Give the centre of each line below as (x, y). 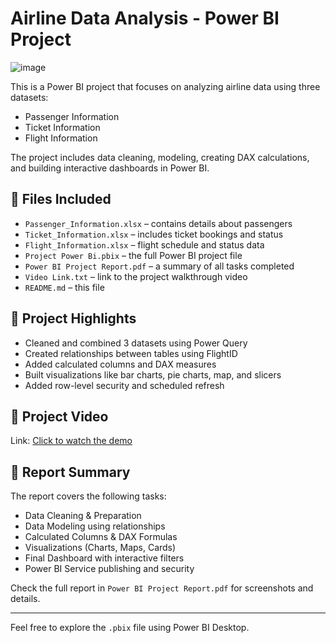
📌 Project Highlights (73, 318)
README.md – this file (64, 287)
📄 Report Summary (70, 472)
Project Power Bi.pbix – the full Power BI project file (133, 255)
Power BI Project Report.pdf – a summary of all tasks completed (159, 266)
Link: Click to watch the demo (71, 441)
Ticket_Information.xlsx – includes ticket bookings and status (154, 234)
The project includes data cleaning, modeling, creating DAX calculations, (160, 157)
